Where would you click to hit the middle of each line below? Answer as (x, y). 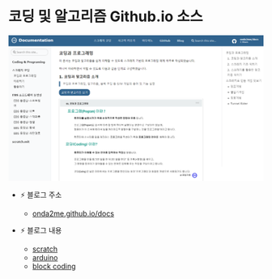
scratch (45, 249)
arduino (45, 257)
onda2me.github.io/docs (73, 213)
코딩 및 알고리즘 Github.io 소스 (106, 17)
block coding (54, 266)
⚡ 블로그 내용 (41, 230)
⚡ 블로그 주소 (41, 195)
